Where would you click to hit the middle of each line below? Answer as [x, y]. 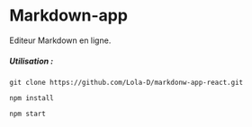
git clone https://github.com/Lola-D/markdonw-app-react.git [126, 82]
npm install [31, 98]
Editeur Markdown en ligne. [60, 40]
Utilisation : [31, 61]
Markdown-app [69, 16]
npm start [28, 114]
